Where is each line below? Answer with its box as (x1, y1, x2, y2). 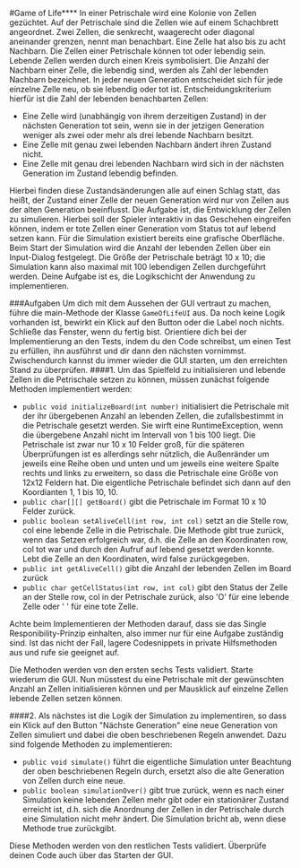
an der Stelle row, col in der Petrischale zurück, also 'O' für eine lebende (21, 592, 289, 602)
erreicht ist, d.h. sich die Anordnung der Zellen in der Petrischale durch (21, 804, 285, 814)
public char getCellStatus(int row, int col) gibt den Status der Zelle (21, 582, 288, 593)
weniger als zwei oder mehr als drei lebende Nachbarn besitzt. (21, 130, 254, 140)
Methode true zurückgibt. (21, 823, 116, 833)
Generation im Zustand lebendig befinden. (21, 168, 179, 178)
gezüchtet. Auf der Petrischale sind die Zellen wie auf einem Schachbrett (9, 17, 279, 28)
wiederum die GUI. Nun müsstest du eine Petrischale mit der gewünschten (9, 674, 285, 684)
